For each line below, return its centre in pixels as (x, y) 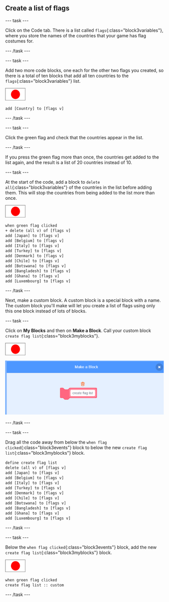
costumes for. (19, 41)
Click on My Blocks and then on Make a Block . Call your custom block (78, 331)
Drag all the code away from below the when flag (56, 442)
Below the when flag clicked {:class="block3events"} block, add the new (81, 547)
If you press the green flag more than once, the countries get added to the (82, 157)
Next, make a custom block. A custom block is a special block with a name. (83, 300)
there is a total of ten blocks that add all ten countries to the (67, 76)
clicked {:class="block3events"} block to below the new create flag (76, 447)
